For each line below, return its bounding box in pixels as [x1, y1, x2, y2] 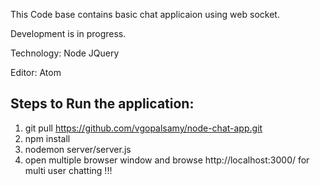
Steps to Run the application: [10, 95, 195, 113]
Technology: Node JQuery [10, 47, 120, 59]
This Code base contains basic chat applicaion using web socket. [10, 9, 280, 20]
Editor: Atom [10, 67, 62, 78]
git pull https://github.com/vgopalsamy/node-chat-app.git [24, 122, 263, 134]
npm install [24, 132, 71, 144]
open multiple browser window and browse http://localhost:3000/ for [24, 154, 310, 166]
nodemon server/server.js [24, 143, 132, 155]
